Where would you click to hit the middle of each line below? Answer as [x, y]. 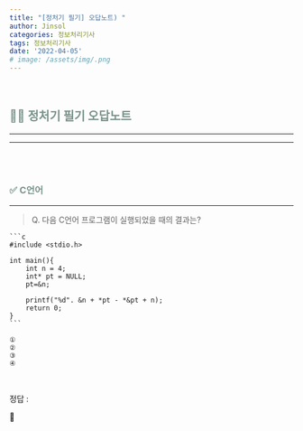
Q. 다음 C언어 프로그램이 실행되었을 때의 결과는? [116, 220]
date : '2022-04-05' [46, 52]
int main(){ [32, 261]
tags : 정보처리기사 [40, 43]
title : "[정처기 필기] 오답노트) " [68, 18]
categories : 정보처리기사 [52, 34]
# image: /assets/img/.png [60, 60]
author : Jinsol [38, 26]
